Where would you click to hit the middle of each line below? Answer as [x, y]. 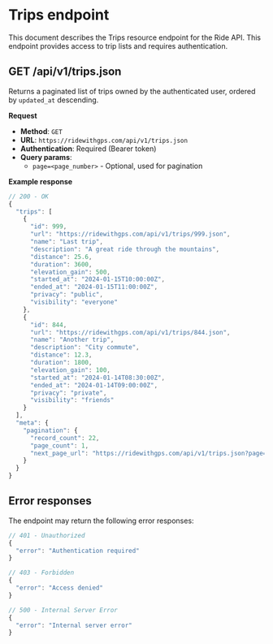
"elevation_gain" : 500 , [70, 272]
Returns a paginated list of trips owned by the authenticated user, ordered [132, 91]
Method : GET [41, 131]
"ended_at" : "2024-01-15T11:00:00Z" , [94, 287]
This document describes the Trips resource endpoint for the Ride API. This [135, 37]
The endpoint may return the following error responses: [101, 521]
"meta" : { [32, 423]
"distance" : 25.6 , [61, 257]
